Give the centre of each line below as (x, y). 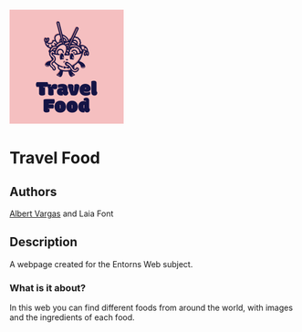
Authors (33, 192)
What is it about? (48, 287)
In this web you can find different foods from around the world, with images (151, 308)
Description (43, 242)
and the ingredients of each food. (72, 317)
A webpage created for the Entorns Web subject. (101, 264)
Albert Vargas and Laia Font (62, 213)
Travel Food (55, 158)
